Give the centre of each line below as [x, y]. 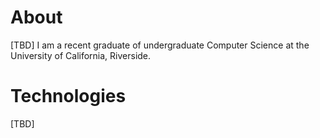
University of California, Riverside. [81, 55]
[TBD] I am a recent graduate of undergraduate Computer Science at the [160, 45]
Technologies [68, 96]
